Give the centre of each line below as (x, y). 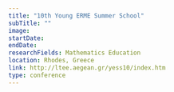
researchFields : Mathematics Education (75, 53)
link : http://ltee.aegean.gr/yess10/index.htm (87, 68)
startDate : (26, 38)
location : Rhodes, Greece (51, 61)
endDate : (23, 46)
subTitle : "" (30, 23)
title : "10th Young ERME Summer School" (77, 16)
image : (19, 30)
